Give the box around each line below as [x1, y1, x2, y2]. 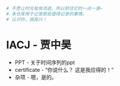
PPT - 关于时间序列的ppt [14, 59, 75, 66]
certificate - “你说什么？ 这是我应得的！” [14, 66, 114, 73]
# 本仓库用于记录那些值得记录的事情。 [6, 11, 87, 17]
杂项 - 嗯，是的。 [14, 74, 58, 81]
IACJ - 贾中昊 [6, 38, 72, 51]
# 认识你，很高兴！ [6, 16, 48, 22]
